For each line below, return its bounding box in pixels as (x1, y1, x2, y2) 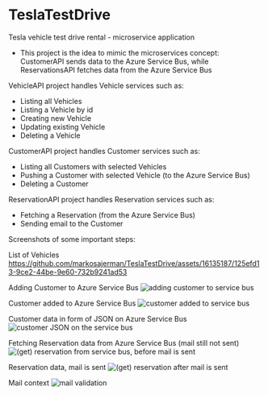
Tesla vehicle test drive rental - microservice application (8, 32, 195, 42)
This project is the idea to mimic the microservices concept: (19, 48, 220, 57)
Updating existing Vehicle (19, 122, 106, 131)
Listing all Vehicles (19, 96, 82, 106)
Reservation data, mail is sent (8, 362, 107, 372)
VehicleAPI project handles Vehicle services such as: (8, 81, 184, 90)
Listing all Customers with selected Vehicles (19, 161, 167, 171)
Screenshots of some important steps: (8, 234, 136, 243)
